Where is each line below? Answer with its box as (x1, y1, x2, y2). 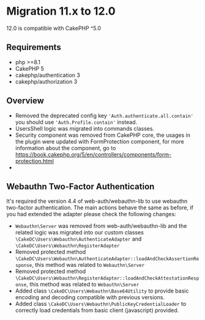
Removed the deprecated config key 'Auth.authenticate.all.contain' (15, 112, 194, 119)
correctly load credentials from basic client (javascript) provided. (15, 307, 179, 314)
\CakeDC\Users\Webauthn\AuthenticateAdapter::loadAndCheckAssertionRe (15, 256, 199, 262)
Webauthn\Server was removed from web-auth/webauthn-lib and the (15, 222, 187, 230)
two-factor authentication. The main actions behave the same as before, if (6, 204, 194, 211)
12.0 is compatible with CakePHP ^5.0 (6, 24, 102, 32)
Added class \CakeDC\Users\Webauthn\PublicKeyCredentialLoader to (15, 300, 187, 308)
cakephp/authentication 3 (15, 71, 81, 79)
